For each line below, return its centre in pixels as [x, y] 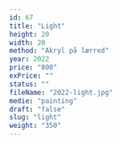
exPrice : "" [31, 76]
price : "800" [33, 68]
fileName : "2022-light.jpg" [61, 92]
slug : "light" [36, 117]
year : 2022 [29, 59]
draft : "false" [37, 109]
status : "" [29, 84]
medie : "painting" [43, 101]
